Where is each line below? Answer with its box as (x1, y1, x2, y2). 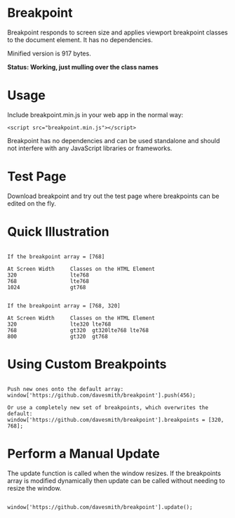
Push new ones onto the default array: (7, 385, 124, 392)
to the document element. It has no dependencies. (7, 35, 153, 44)
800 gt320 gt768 (7, 333, 109, 340)
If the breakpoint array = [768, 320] (7, 302, 121, 310)
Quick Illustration (7, 224, 110, 239)
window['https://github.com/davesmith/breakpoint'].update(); (7, 503, 193, 510)
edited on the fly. (7, 199, 56, 208)
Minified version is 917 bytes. (7, 49, 91, 58)
